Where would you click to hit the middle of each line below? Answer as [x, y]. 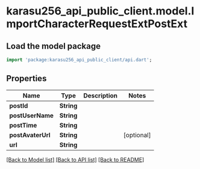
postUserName [32, 115]
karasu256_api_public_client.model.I [100, 11]
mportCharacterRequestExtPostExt [97, 24]
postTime [23, 125]
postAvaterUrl [30, 135]
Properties [27, 78]
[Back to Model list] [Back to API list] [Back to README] [75, 159]
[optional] [137, 135]
